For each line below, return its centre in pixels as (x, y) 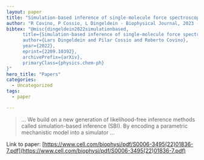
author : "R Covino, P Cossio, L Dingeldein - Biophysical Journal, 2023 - (103, 23)
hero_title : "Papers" (34, 74)
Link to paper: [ (25, 144)
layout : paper (24, 12)
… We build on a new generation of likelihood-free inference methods (108, 119)
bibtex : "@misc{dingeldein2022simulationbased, (68, 29)
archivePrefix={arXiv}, (53, 57)
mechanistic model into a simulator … (68, 132)
